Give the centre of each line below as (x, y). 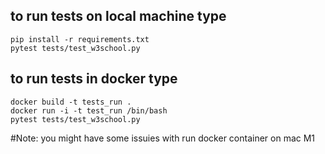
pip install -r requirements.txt (80, 39)
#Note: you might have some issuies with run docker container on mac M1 (163, 138)
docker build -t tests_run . (71, 102)
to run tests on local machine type (118, 16)
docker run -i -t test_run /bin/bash (89, 110)
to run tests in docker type (94, 79)
